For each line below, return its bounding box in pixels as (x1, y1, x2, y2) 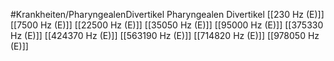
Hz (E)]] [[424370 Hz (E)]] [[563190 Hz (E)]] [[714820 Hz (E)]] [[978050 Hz (10, 30, 320, 41)
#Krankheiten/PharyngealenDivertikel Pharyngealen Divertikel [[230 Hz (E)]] (10, 9, 325, 20)
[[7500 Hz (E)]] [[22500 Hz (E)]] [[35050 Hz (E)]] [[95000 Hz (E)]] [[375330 (10, 19, 324, 31)
